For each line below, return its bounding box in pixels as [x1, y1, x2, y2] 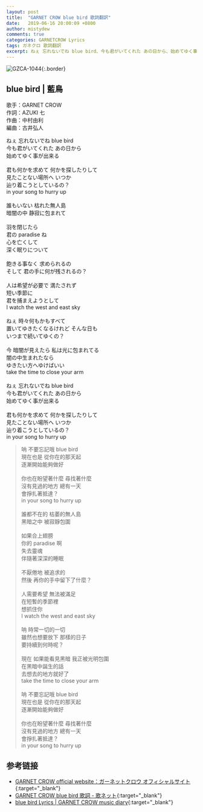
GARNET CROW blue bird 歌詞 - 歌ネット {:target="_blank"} [14, 792, 163, 799]
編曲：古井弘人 [6, 124, 43, 131]
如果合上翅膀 [21, 531, 53, 539]
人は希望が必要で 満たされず [6, 281, 77, 288]
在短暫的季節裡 [21, 597, 59, 605]
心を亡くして [6, 238, 38, 245]
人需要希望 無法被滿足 [21, 590, 76, 597]
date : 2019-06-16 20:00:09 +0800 [6, 20, 96, 26]
